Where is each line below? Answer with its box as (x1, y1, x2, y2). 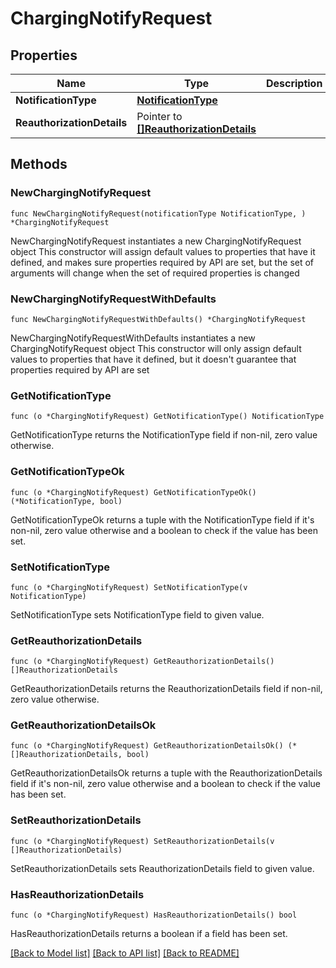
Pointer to (136, 110, 183, 123)
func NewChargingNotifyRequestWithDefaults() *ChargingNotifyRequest (10, 314, 307, 324)
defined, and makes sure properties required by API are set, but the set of (10, 256, 315, 268)
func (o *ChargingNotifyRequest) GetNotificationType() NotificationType (10, 412, 325, 422)
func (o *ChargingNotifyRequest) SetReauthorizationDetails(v (10, 836, 275, 846)
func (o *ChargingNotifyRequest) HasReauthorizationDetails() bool (10, 910, 298, 921)
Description (265, 77, 323, 90)
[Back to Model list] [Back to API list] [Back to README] (10, 947, 240, 959)
